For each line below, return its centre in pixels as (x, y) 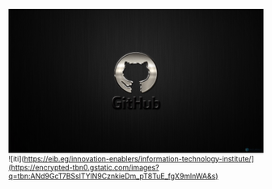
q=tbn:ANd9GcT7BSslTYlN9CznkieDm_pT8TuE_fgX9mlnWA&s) (113, 176)
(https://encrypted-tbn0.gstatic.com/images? (84, 167)
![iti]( (16, 158)
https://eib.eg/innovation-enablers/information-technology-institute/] (139, 158)
